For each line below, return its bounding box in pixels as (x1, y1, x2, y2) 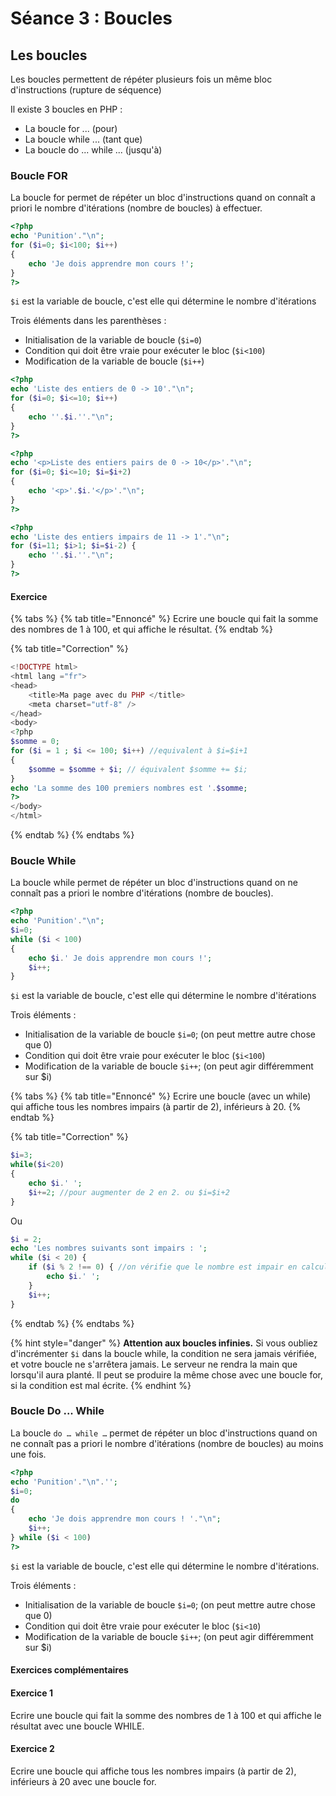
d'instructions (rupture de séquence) (10, 84, 162, 96)
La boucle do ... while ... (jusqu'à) (24, 144, 163, 156)
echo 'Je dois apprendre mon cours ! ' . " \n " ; (28, 1514, 222, 1524)
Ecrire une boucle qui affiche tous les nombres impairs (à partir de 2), (10, 1765, 297, 1777)
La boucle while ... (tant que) (24, 133, 143, 145)
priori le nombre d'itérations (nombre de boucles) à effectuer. (10, 202, 263, 214)
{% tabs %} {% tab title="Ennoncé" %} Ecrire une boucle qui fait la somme (10, 613, 319, 625)
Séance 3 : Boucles (10, 7, 173, 30)
